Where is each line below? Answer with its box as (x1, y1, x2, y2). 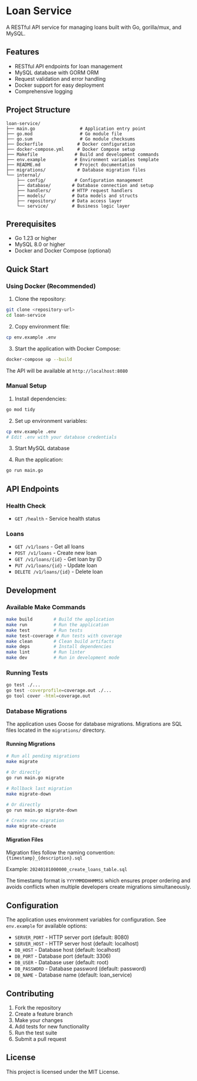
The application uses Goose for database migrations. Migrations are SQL (6, 721, 182, 728)
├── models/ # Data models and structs (16, 193, 138, 199)
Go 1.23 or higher (14, 235, 57, 242)
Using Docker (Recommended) (6, 282, 96, 290)
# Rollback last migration (6, 786, 72, 791)
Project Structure (6, 105, 71, 115)
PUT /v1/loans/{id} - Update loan (14, 562, 97, 569)
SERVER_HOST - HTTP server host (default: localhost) (14, 940, 139, 947)
